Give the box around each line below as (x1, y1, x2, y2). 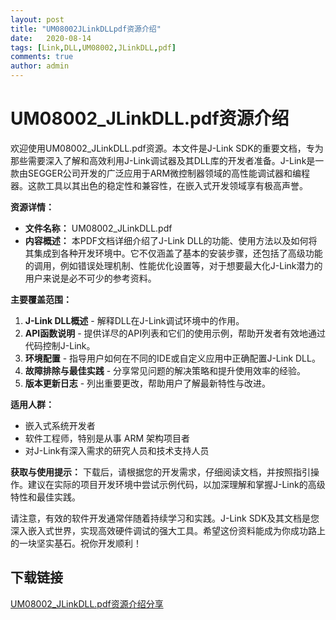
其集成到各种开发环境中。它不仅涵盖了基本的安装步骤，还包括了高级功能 (24, 247, 323, 259)
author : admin (10, 61, 70, 71)
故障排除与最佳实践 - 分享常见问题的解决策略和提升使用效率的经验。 (24, 364, 307, 376)
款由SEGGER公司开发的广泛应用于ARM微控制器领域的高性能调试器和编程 (10, 167, 311, 179)
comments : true (10, 52, 74, 62)
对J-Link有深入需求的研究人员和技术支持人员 (24, 444, 210, 456)
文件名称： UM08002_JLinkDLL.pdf (24, 222, 173, 234)
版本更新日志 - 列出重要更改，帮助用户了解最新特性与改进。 (24, 377, 272, 389)
